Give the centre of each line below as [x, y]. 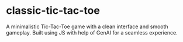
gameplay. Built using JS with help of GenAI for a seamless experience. [92, 32]
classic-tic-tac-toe [53, 11]
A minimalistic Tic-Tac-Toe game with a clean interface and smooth [87, 26]
